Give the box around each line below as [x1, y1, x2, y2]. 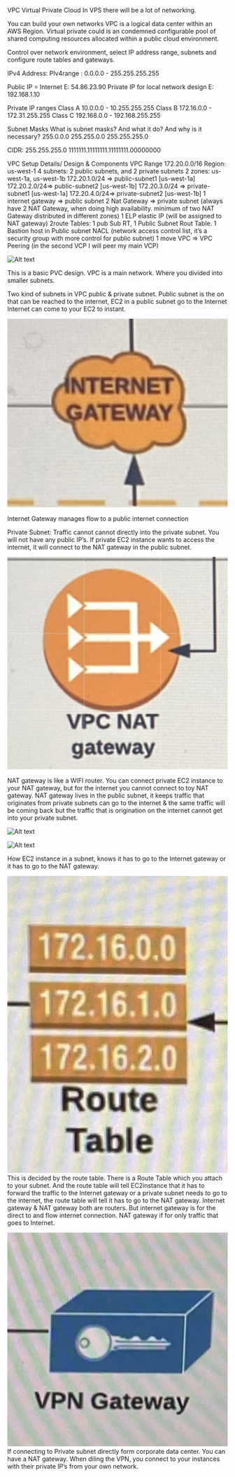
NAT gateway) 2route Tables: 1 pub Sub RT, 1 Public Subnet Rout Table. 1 [7, 219, 217, 227]
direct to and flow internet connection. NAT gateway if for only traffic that [7, 1211, 219, 1220]
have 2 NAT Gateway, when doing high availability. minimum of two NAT [7, 204, 215, 213]
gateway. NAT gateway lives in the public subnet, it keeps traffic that [7, 791, 205, 800]
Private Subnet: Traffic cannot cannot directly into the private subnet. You [7, 528, 220, 536]
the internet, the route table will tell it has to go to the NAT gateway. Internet [7, 1196, 225, 1205]
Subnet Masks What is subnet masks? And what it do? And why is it [7, 125, 202, 133]
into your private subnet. [7, 814, 78, 822]
